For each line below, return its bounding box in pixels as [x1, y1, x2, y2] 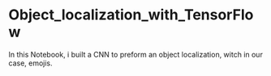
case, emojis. [8, 58, 53, 68]
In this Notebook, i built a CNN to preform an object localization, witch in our [8, 49, 264, 59]
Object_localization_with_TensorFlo [8, 6, 254, 24]
